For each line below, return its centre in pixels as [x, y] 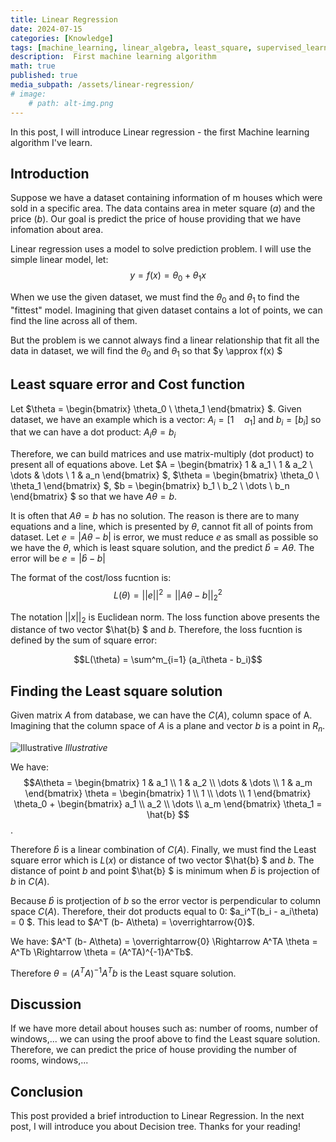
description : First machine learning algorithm [113, 57]
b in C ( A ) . [30, 881]
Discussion [46, 1004]
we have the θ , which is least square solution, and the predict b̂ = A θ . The [162, 548]
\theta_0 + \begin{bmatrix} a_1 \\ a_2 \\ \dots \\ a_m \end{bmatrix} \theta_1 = [168, 803]
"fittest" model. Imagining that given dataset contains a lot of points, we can [166, 310]
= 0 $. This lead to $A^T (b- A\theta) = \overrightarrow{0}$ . [132, 922]
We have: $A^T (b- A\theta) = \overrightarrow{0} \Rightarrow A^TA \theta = [164, 941]
